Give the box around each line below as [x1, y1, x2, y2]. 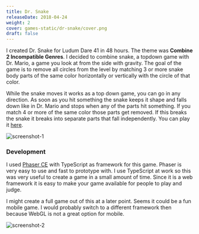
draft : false [6, 31, 38, 37]
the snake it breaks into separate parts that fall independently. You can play [6, 115, 190, 122]
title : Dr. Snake [6, 8, 49, 15]
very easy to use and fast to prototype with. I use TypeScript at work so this [6, 167, 191, 175]
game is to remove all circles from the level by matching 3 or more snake [6, 66, 184, 73]
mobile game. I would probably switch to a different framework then [6, 204, 172, 211]
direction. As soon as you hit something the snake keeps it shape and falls [6, 96, 187, 104]
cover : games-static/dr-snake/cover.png [6, 25, 108, 31]
